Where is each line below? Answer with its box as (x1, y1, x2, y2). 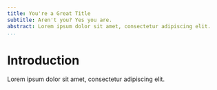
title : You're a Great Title (7, 10, 91, 17)
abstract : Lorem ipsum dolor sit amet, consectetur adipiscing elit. (7, 23, 211, 30)
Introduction (7, 52, 80, 68)
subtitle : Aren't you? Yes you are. (7, 16, 112, 23)
